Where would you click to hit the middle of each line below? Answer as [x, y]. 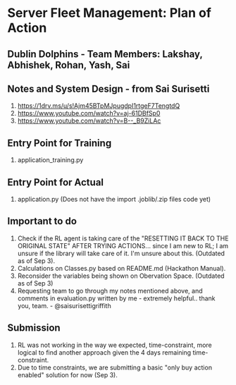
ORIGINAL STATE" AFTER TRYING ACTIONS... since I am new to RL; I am [123, 245]
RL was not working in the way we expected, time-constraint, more [115, 345]
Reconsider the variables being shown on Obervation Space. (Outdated [121, 276]
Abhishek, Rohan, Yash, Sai [69, 65]
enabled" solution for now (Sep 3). [68, 374]
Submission [34, 328]
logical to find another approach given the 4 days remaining [104, 352]
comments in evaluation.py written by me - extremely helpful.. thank [117, 298]
